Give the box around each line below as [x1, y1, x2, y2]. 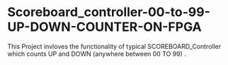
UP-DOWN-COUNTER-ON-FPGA [7, 19, 202, 35]
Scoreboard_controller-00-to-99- [7, 4, 211, 20]
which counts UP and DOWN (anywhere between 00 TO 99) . [7, 50, 186, 58]
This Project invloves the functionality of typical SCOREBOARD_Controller [7, 42, 222, 50]
